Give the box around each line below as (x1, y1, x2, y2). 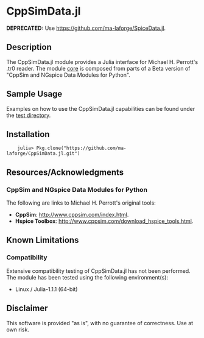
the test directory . (6, 111, 51, 119)
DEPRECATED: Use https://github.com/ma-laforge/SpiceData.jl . (6, 24, 166, 32)
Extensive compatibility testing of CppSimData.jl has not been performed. (6, 267, 191, 275)
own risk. (6, 326, 29, 333)
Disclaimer (6, 303, 48, 314)
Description (6, 42, 52, 52)
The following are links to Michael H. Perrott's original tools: (6, 199, 157, 206)
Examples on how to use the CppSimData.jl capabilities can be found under (6, 105, 195, 112)
